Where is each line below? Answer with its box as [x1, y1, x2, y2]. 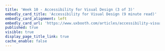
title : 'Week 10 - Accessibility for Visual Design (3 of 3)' [5, 7, 135, 12]
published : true [5, 25, 38, 30]
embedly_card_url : [5, 20, 43, 26]
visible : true [5, 30, 34, 34]
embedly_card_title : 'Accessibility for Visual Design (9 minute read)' [5, 12, 157, 17]
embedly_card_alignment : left [5, 16, 67, 21]
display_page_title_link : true [5, 34, 69, 39]
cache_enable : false [5, 39, 48, 44]
